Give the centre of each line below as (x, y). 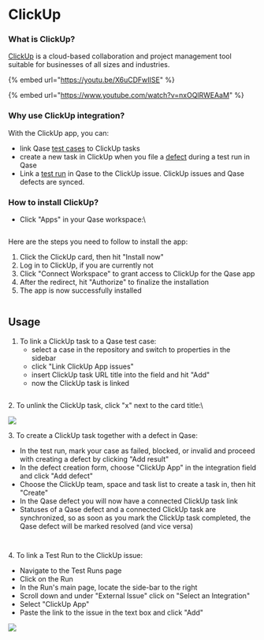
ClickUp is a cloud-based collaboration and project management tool (120, 56)
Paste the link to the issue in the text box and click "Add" (111, 612)
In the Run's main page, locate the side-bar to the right (108, 587)
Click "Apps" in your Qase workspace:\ (82, 219)
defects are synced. (52, 182)
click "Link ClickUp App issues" (82, 366)
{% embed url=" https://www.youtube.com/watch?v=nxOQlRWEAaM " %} (126, 95)
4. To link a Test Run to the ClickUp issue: (76, 555)
